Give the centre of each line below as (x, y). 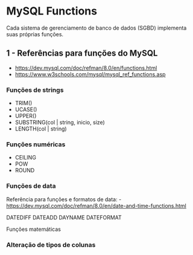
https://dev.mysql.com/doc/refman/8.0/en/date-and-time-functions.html (96, 205)
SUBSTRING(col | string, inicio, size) (60, 123)
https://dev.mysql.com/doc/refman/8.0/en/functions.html (86, 68)
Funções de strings (35, 90)
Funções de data (31, 186)
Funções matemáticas (34, 229)
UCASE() (26, 109)
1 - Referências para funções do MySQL (82, 53)
